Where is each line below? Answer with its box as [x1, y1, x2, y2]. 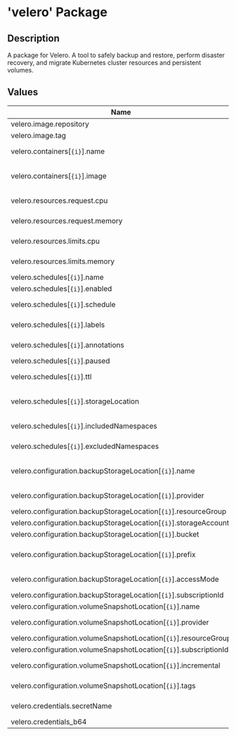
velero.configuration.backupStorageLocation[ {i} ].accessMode [11, 574, 219, 584]
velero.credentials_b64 [11, 716, 87, 726]
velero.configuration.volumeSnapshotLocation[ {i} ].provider [11, 617, 209, 627]
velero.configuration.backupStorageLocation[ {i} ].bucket [11, 529, 199, 539]
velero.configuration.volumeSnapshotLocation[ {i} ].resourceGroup [11, 633, 232, 643]
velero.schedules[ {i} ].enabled [11, 283, 112, 293]
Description [7, 32, 60, 44]
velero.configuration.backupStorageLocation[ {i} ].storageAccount [11, 518, 230, 528]
